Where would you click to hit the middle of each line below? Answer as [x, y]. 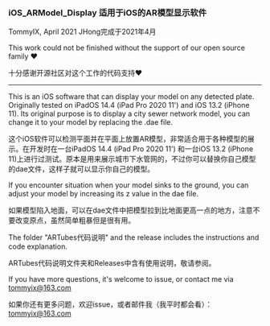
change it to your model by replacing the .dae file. [90, 122]
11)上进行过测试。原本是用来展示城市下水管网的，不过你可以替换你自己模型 [132, 159]
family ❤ [23, 56]
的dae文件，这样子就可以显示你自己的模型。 [82, 169]
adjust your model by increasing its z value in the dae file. [104, 194]
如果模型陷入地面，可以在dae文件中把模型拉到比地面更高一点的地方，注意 [131, 210]
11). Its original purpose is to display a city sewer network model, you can [129, 113]
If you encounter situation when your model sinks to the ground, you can [129, 185]
